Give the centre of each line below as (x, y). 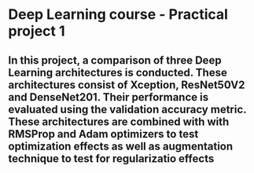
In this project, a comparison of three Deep (115, 60)
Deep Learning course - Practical (118, 15)
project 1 (37, 31)
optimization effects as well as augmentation (121, 146)
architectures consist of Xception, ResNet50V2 (127, 85)
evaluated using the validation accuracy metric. (127, 109)
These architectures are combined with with (119, 121)
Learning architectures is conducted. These (118, 72)
